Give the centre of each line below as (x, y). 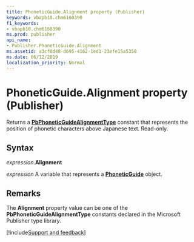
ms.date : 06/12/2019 (32, 57)
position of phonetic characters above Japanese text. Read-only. (87, 129)
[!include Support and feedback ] (46, 233)
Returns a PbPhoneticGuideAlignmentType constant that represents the (97, 123)
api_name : (19, 40)
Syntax (20, 148)
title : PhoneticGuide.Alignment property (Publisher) (76, 12)
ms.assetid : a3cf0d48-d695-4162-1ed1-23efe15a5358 (72, 52)
